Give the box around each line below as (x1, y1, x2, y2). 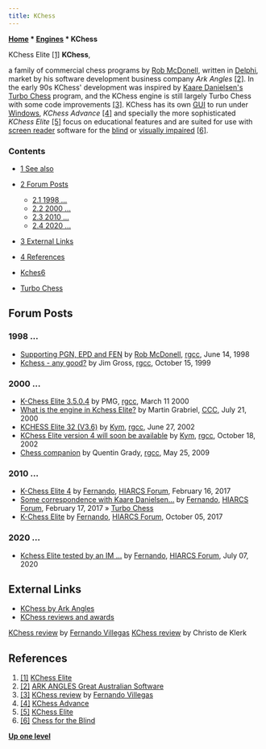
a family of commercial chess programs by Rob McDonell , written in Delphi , (8, 65, 259, 75)
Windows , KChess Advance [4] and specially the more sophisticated (8, 108, 236, 118)
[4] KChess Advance (19, 699, 89, 709)
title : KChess (8, 11, 56, 20)
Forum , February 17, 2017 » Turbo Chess (19, 504, 154, 513)
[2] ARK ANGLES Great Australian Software (19, 681, 164, 691)
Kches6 (19, 267, 46, 277)
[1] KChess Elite (19, 673, 73, 683)
